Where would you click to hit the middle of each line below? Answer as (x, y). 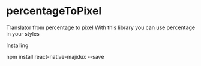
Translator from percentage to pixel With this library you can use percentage (101, 27)
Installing (17, 45)
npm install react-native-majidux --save (55, 56)
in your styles (23, 33)
